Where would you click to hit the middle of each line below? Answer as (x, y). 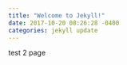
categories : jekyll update (53, 30)
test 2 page (27, 53)
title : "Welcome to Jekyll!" (57, 15)
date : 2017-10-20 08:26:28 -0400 (64, 23)
